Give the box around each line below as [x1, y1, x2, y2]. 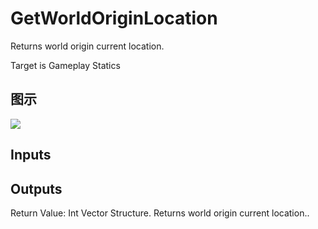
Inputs [10, 147, 52, 164]
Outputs [10, 180, 63, 197]
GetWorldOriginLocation [10, 7, 218, 30]
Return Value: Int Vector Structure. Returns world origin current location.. [10, 207, 310, 219]
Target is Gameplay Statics [10, 59, 121, 71]
